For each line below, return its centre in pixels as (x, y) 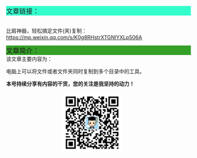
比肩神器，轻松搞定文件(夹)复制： (47, 31)
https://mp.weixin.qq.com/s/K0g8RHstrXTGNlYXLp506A (74, 37)
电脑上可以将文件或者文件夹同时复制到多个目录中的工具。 (75, 71)
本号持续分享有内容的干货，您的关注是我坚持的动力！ (70, 84)
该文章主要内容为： (29, 59)
